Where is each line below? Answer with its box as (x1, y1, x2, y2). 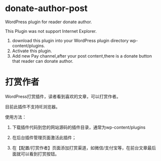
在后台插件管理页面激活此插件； (12, 134, 76, 140)
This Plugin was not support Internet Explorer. (5, 28, 97, 34)
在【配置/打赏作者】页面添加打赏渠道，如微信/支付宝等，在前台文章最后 (12, 145, 156, 150)
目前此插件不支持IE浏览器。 (5, 103, 60, 109)
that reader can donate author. (12, 58, 73, 64)
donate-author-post (5, 3, 88, 14)
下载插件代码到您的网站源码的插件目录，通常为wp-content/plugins (12, 124, 146, 130)
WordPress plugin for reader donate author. (5, 19, 92, 25)
